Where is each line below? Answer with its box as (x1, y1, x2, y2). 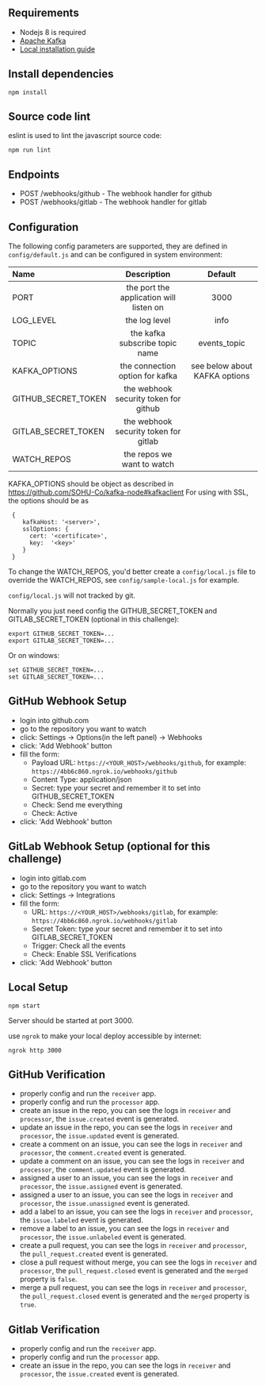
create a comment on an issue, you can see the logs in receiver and (19, 1139, 243, 1149)
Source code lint (8, 110, 91, 124)
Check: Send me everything (31, 799, 123, 809)
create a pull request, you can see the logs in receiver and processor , (19, 1241, 247, 1250)
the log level (125, 315, 171, 326)
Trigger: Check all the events (31, 941, 126, 950)
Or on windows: (8, 651, 60, 660)
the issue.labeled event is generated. (19, 1215, 144, 1225)
